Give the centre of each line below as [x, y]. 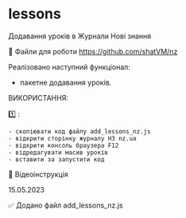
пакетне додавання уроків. [66, 82]
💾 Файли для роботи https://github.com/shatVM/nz [93, 51]
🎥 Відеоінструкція [39, 174]
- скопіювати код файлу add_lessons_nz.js [79, 131]
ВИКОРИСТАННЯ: [39, 97]
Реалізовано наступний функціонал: [70, 67]
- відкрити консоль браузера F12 [64, 145]
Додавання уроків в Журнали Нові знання [80, 36]
